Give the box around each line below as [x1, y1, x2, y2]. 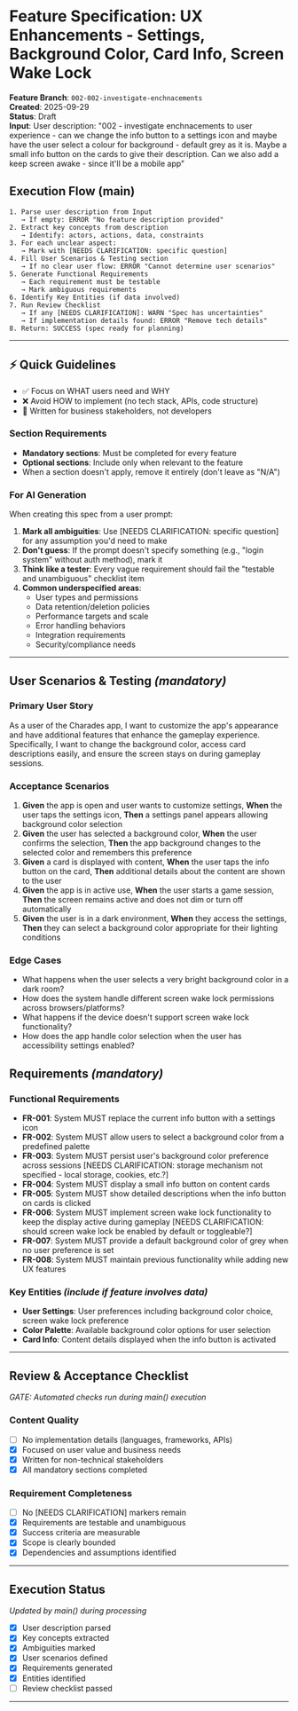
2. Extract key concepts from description [9, 223, 169, 232]
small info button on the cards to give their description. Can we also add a [9, 148, 279, 159]
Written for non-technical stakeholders [21, 1454, 164, 1465]
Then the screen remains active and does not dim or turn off [21, 895, 244, 905]
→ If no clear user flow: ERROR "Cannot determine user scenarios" [20, 262, 276, 271]
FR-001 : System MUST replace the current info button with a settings [21, 1113, 276, 1124]
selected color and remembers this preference [21, 848, 192, 858]
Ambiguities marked [21, 1643, 96, 1653]
